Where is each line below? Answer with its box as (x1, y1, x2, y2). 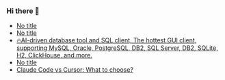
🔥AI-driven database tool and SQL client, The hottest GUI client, (16, 36, 197, 44)
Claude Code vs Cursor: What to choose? (16, 66, 134, 74)
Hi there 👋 (6, 6, 40, 16)
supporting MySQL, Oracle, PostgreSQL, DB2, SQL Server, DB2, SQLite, (16, 44, 218, 52)
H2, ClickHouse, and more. (16, 51, 93, 59)
